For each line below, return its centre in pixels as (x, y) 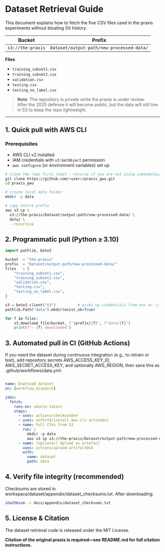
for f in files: (22, 319)
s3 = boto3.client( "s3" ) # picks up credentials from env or (79, 305)
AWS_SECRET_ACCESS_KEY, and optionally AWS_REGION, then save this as (82, 365)
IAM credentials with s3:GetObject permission (58, 160)
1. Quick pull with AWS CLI (46, 130)
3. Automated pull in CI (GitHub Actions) (68, 343)
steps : (21, 411)
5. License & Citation (37, 518)
